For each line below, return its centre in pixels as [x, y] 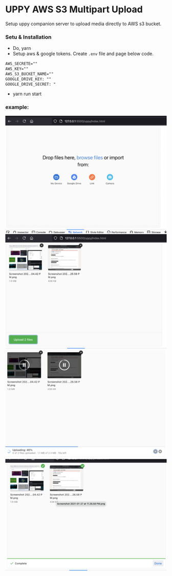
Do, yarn [22, 48]
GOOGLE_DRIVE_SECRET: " [31, 84]
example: [17, 107]
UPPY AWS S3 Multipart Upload [74, 10]
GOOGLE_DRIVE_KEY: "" [28, 79]
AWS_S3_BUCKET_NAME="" [29, 74]
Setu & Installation [28, 37]
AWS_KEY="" [17, 69]
